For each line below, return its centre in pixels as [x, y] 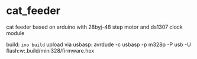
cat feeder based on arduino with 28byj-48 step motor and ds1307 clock [95, 27]
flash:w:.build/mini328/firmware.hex [50, 50]
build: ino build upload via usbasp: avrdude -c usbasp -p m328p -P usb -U [98, 44]
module [15, 33]
